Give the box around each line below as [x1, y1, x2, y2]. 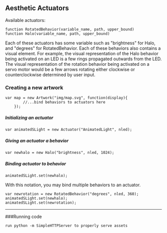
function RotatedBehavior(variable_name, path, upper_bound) [5, 27, 135, 32]
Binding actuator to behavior [5, 160, 66, 166]
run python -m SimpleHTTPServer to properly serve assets [5, 224, 128, 229]
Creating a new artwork [5, 84, 64, 91]
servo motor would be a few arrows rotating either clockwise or [5, 66, 135, 72]
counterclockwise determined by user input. [5, 72, 96, 78]
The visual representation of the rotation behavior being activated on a [5, 61, 150, 67]
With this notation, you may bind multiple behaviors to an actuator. [5, 182, 141, 188]
